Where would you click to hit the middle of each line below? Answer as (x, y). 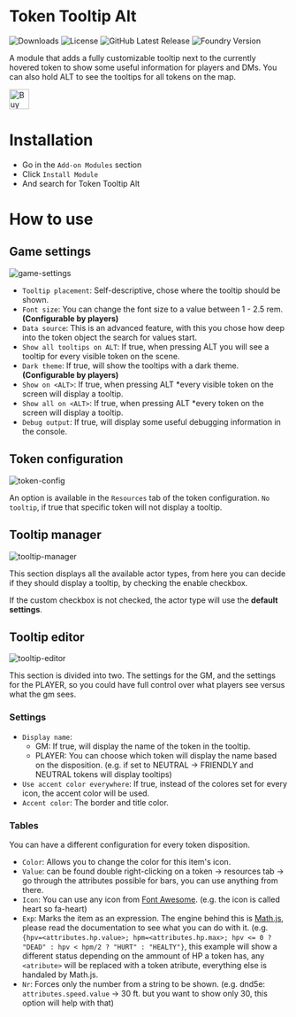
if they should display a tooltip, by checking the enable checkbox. (129, 582)
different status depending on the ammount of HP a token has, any (143, 955)
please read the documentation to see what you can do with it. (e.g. (145, 928)
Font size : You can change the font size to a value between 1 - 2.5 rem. (152, 309)
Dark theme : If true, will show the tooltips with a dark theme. (130, 366)
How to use (51, 220)
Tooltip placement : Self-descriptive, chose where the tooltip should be (151, 290)
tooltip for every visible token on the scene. (101, 356)
